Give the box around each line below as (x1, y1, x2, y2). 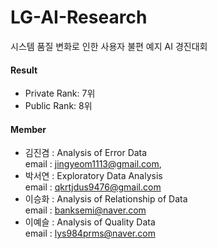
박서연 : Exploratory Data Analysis (24, 170, 163, 182)
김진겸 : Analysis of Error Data (24, 147, 148, 159)
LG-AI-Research (10, 6, 148, 29)
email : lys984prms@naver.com (24, 227, 156, 240)
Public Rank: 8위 (24, 100, 93, 112)
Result (10, 64, 38, 76)
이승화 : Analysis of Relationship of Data (24, 193, 188, 205)
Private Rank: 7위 (24, 87, 96, 100)
